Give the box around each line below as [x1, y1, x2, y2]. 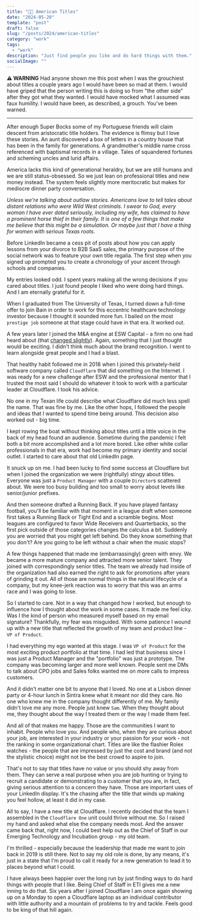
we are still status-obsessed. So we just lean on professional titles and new [6, 172, 190, 179]
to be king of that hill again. [6, 906, 73, 913]
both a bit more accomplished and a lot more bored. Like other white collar [6, 440, 188, 447]
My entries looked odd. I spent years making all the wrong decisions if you [6, 276, 188, 283]
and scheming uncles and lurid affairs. [6, 155, 100, 162]
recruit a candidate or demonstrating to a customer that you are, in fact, [6, 777, 181, 785]
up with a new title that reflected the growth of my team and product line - [6, 624, 187, 631]
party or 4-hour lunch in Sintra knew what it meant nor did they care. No [6, 691, 182, 699]
